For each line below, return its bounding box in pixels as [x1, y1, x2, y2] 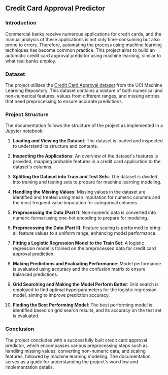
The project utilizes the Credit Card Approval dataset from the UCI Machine [5, 82, 162, 88]
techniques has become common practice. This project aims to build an [5, 47, 155, 53]
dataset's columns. [12, 164, 53, 170]
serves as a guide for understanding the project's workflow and [5, 358, 139, 365]
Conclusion [5, 325, 35, 332]
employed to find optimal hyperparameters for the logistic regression [12, 287, 157, 293]
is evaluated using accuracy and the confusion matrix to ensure [12, 266, 146, 272]
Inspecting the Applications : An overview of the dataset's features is [12, 153, 158, 159]
